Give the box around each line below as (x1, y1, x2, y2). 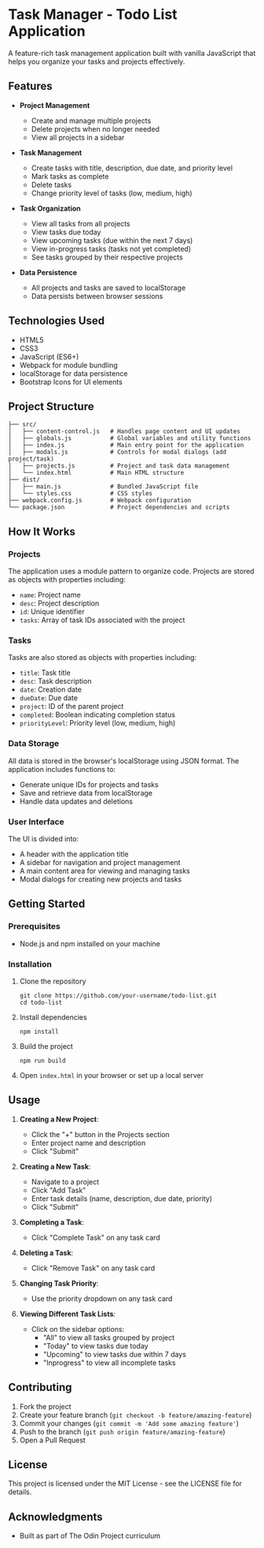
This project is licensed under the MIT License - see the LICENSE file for (8, 1479, 242, 1488)
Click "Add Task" (31, 1185, 86, 1195)
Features (8, 80, 53, 93)
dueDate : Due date (19, 693, 79, 703)
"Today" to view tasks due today (42, 1341, 148, 1350)
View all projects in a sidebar (31, 132, 125, 142)
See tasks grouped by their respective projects (31, 252, 183, 262)
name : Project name (19, 590, 81, 600)
